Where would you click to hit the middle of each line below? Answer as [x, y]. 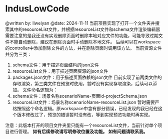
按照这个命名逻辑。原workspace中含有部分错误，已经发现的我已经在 [87, 108]
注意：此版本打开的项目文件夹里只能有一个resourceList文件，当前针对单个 [81, 125]
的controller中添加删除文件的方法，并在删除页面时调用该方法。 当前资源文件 [83, 48]
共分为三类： [18, 54]
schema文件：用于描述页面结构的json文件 [55, 65]
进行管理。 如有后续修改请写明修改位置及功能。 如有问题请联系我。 [78, 131]
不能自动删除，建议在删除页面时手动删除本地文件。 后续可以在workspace [85, 42]
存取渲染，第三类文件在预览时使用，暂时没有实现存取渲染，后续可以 [82, 83]
